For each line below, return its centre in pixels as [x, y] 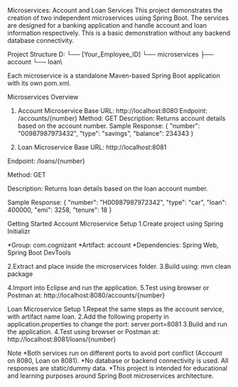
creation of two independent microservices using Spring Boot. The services [118, 18]
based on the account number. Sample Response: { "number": [109, 126]
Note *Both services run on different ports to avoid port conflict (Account [115, 353]
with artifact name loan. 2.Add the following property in [88, 317]
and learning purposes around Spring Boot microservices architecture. [111, 376]
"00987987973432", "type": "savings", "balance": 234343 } [106, 133]
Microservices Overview [43, 97]
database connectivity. [41, 41]
